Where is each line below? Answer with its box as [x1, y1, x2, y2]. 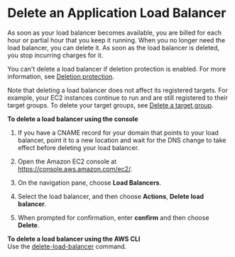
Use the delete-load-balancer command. [7, 242, 127, 251]
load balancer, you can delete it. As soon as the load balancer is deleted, [7, 43, 220, 52]
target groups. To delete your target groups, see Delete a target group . [7, 101, 214, 109]
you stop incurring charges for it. [7, 51, 104, 59]
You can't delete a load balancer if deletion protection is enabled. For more [7, 64, 226, 73]
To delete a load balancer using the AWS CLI [7, 234, 141, 243]
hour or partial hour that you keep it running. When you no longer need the [7, 35, 226, 44]
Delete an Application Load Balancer [7, 5, 226, 21]
